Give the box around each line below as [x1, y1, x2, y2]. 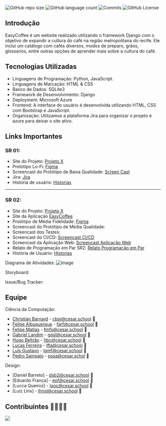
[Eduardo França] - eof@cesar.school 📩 [12, 377, 93, 383]
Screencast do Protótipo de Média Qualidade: [12, 223, 105, 229]
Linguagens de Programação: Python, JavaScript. [12, 75, 114, 81]
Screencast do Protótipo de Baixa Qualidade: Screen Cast [12, 169, 130, 175]
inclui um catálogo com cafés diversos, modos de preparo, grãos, [5, 43, 139, 49]
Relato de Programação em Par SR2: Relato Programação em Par [12, 245, 145, 251]
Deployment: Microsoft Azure [12, 97, 73, 103]
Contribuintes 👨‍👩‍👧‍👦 [5, 402, 68, 411]
